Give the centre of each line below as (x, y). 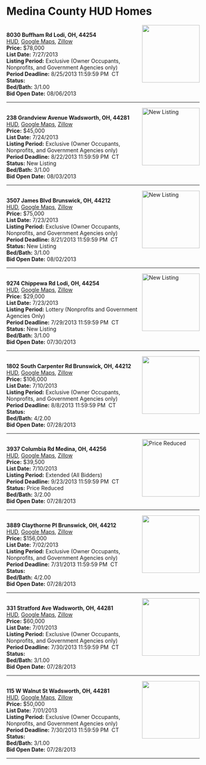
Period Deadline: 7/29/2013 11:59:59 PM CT (63, 322)
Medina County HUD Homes (79, 11)
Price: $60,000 (26, 621)
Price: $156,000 (27, 538)
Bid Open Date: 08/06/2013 (41, 93)
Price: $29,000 (25, 296)
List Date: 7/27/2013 (32, 54)
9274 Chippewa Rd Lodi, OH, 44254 (53, 283)
